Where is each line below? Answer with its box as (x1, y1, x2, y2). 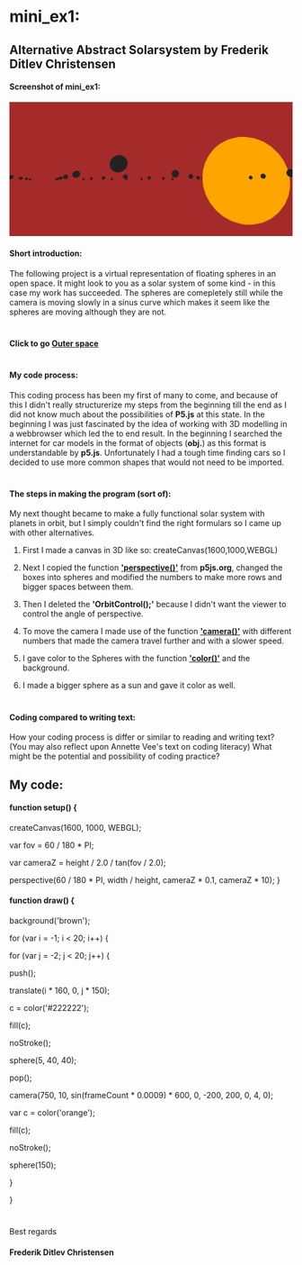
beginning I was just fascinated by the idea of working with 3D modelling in (9, 418, 288, 429)
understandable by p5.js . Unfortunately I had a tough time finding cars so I (9, 447, 286, 458)
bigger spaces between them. (22, 581, 134, 592)
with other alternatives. (9, 527, 95, 538)
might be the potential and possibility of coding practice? (9, 751, 220, 762)
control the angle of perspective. (22, 608, 144, 619)
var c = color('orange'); (9, 1107, 96, 1118)
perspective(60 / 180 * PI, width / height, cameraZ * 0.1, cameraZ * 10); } (9, 874, 281, 885)
